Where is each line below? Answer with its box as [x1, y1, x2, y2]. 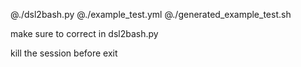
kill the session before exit [10, 47, 118, 59]
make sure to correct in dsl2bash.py [10, 28, 159, 39]
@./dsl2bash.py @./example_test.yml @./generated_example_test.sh [10, 9, 292, 20]
